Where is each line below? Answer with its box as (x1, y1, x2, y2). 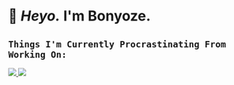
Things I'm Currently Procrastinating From (8, 39, 227, 50)
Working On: (8, 49, 67, 60)
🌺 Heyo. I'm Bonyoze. (8, 7, 152, 25)
